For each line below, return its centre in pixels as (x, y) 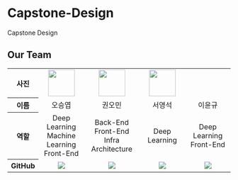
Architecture (112, 149)
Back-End (112, 122)
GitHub (23, 166)
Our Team (29, 55)
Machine (62, 135)
